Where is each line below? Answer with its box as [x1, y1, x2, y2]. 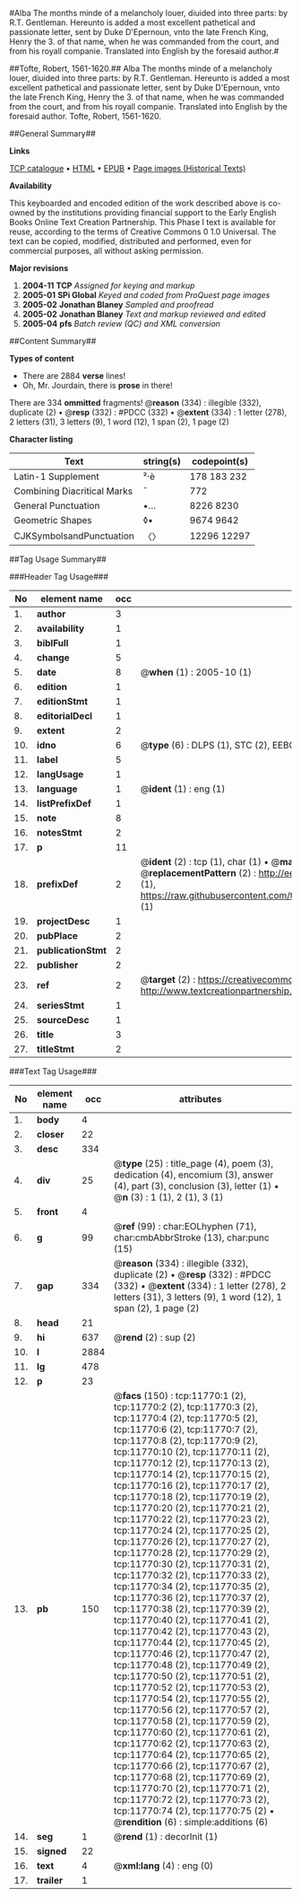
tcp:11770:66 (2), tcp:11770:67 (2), [113, 1760, 271, 1771]
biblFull [37, 637, 69, 649]
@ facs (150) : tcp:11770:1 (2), [113, 1390, 246, 1402]
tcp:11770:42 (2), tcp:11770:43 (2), [113, 1625, 271, 1637]
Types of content [9, 354, 74, 363]
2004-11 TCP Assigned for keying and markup [21, 280, 195, 291]
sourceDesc [37, 1014, 90, 1026]
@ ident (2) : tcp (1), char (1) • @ [140, 856, 280, 868]
